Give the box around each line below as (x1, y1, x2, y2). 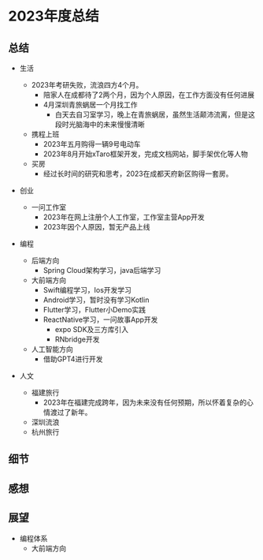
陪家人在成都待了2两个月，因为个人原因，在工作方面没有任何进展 (43, 90, 254, 99)
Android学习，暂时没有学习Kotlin (43, 295, 150, 304)
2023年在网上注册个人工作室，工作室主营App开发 (43, 212, 205, 222)
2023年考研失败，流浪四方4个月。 (31, 80, 143, 89)
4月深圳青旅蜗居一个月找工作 (43, 100, 138, 109)
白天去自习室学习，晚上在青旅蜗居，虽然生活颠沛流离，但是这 (54, 110, 256, 119)
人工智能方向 (31, 345, 73, 353)
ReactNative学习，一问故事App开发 (43, 315, 158, 324)
